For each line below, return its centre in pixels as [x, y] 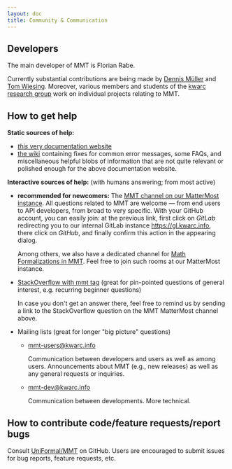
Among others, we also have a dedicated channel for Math [102, 254]
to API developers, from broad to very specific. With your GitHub [110, 211]
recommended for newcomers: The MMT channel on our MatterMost [118, 196]
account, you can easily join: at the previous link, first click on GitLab [116, 218]
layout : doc [24, 14]
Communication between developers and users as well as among [122, 359]
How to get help [42, 116]
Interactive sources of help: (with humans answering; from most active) [111, 182]
